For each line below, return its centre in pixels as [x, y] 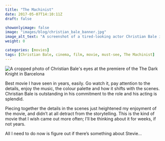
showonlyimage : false [27, 27]
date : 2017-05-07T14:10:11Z [34, 14]
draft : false [18, 19]
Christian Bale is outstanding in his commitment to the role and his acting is [81, 94]
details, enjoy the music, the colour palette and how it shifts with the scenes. [82, 88]
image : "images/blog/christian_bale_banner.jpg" [56, 32]
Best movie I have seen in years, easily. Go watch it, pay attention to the [78, 83]
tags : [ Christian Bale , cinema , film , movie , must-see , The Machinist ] [80, 54]
